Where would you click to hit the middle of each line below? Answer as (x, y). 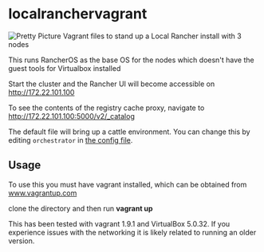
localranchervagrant (78, 14)
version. (22, 241)
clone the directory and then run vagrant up (81, 208)
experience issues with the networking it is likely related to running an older (132, 232)
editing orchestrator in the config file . (71, 140)
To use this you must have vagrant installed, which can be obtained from (128, 184)
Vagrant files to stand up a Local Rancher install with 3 (152, 36)
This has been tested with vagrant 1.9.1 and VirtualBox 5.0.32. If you (119, 223)
